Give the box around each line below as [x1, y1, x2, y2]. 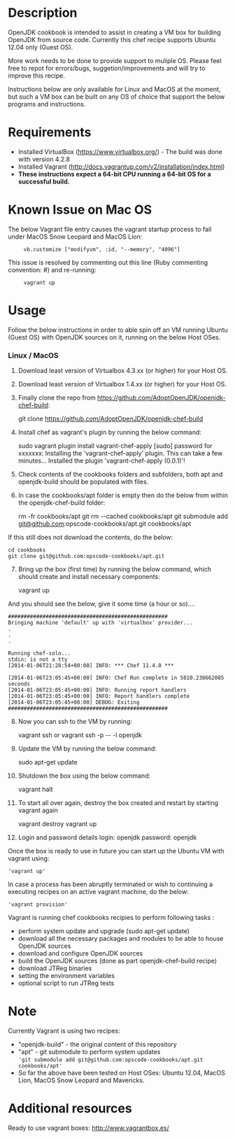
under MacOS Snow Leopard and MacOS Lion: [8, 232, 143, 241]
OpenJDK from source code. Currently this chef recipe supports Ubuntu [8, 35, 216, 43]
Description [8, 5, 78, 21]
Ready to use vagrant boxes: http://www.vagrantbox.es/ [8, 1124, 170, 1132]
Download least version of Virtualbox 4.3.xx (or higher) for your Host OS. [17, 366, 228, 375]
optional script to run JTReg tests [17, 979, 115, 988]
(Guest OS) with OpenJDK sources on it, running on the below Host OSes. [8, 333, 221, 341]
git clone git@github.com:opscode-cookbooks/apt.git [8, 553, 165, 560]
